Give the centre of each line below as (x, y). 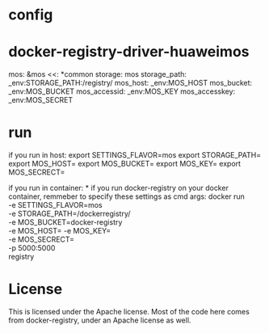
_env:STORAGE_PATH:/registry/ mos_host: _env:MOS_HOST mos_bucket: (130, 83)
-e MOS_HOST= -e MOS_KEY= (60, 231)
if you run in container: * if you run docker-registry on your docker (118, 188)
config (31, 15)
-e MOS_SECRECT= (42, 239)
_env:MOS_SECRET (41, 100)
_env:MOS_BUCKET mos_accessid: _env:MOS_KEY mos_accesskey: (122, 91)
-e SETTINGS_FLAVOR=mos (55, 205)
